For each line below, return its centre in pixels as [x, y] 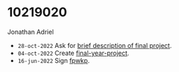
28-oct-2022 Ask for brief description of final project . [94, 45]
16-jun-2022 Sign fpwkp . [54, 60]
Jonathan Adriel [31, 32]
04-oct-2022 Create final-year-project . [74, 53]
